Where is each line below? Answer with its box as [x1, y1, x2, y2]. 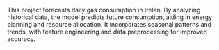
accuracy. [7, 35, 36, 43]
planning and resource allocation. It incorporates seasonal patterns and [7, 21, 212, 28]
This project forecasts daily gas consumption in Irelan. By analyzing [7, 6, 201, 14]
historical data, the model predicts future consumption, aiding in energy [7, 13, 213, 21]
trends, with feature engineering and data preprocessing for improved [7, 27, 207, 36]
